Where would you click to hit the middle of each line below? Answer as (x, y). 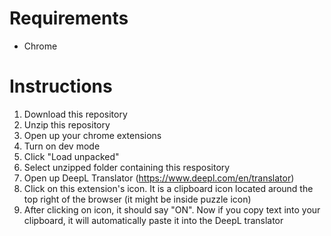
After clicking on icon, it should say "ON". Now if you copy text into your (172, 209)
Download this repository (75, 114)
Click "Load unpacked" (71, 156)
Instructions (61, 86)
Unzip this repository (67, 124)
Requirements (69, 18)
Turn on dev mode (62, 146)
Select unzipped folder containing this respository (127, 167)
